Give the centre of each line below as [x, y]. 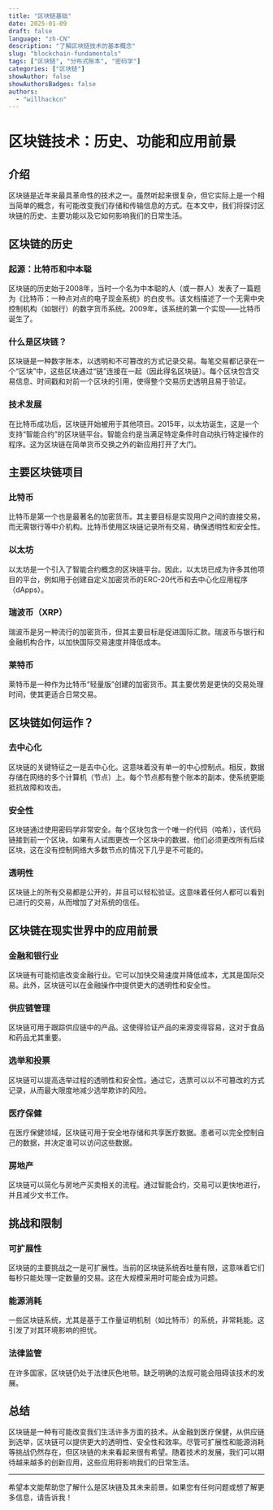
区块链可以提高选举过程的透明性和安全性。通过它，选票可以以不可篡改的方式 [136, 1080]
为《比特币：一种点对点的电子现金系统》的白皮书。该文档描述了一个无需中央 [136, 298]
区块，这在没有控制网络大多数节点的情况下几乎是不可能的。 [108, 850]
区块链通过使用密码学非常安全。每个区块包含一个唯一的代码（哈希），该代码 [135, 829]
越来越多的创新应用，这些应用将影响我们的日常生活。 [104, 1462]
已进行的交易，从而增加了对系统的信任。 [76, 903]
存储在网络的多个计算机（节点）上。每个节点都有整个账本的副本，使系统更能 [136, 777]
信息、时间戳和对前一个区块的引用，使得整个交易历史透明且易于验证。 [132, 381]
